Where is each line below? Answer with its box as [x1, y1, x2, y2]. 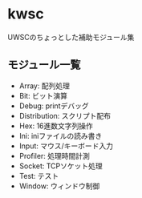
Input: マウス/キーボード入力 [18, 141, 114, 151]
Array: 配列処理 [18, 81, 70, 91]
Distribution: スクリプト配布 [18, 111, 112, 120]
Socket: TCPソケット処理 [18, 161, 103, 171]
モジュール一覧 [7, 58, 81, 72]
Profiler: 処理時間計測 [18, 151, 90, 160]
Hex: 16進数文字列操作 [18, 121, 94, 131]
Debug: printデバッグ [18, 101, 89, 111]
